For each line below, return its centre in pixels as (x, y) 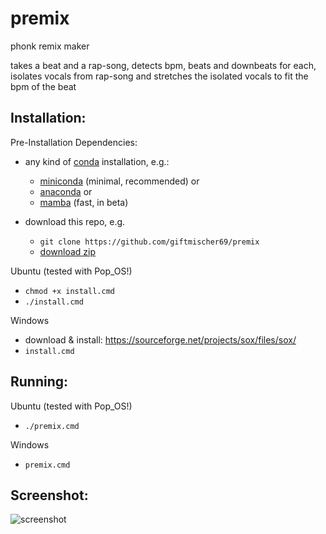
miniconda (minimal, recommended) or (119, 181)
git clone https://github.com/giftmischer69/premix (149, 242)
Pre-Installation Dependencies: (74, 142)
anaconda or (66, 191)
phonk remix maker (50, 46)
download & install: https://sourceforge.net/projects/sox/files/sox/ (160, 339)
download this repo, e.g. (75, 221)
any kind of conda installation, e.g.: (97, 161)
